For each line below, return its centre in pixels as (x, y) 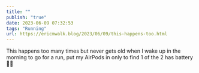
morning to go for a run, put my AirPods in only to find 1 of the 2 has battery (100, 57)
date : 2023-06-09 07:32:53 (40, 23)
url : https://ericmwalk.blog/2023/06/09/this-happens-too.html (87, 34)
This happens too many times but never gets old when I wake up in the (94, 51)
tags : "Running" (26, 28)
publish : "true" (26, 17)
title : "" (19, 12)
